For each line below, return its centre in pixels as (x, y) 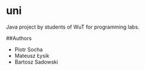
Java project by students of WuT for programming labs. (73, 27)
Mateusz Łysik (32, 55)
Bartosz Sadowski (36, 62)
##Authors (19, 38)
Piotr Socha (28, 49)
